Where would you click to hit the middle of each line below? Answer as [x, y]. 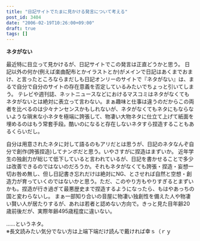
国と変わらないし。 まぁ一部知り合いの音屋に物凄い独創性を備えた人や [93, 196]
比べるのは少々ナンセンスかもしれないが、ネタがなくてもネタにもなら [103, 109]
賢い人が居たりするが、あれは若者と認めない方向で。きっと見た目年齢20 [100, 204]
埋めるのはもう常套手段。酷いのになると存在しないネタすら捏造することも [98, 124]
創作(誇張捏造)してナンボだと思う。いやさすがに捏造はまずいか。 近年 [103, 152]
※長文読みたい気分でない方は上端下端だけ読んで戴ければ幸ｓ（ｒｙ [89, 231]
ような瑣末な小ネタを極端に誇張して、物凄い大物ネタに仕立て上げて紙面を [102, 116]
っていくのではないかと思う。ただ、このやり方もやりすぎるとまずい [110, 181]
